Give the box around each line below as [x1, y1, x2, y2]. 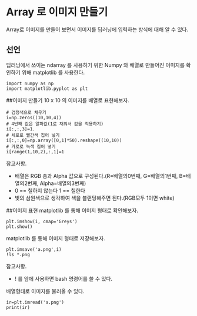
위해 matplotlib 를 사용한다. [21, 69, 85, 76]
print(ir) [6, 304, 31, 310]
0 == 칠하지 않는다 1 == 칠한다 [14, 187, 85, 194]
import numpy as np [6, 80, 54, 86]
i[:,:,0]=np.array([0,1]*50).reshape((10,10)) [6, 137, 122, 143]
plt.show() [6, 224, 33, 230]
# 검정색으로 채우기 [6, 109, 46, 115]
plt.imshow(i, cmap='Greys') [6, 218, 78, 224]
